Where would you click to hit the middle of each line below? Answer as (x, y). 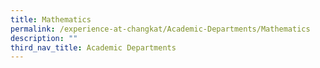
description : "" (44, 38)
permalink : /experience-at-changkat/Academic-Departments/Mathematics (160, 29)
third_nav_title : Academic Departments (93, 47)
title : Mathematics (51, 19)
